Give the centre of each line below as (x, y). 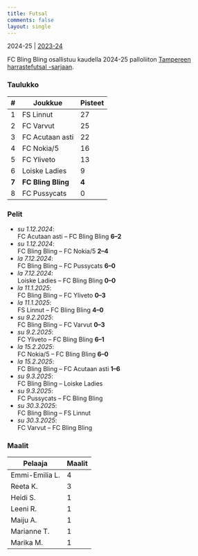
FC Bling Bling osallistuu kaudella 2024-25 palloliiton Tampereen (99, 60)
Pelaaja (36, 463)
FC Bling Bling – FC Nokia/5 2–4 (63, 251)
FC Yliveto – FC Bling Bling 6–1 (61, 339)
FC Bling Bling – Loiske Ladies (60, 383)
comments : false (30, 20)
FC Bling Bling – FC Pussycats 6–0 (66, 266)
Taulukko (23, 85)
